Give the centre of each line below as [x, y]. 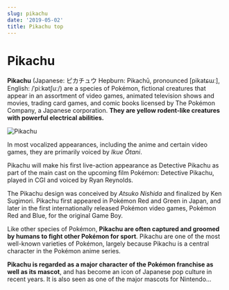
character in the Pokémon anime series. [64, 251]
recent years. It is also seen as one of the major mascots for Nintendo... [109, 279]
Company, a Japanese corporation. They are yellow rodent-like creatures [114, 111]
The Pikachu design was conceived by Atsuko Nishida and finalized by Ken [114, 194]
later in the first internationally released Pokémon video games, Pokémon [112, 208]
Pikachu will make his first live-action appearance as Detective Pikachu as [113, 165]
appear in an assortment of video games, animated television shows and [111, 96]
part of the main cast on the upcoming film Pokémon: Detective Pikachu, [111, 173]
